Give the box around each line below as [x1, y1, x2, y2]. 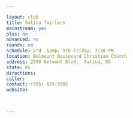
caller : [6, 76, 26, 82]
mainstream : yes [6, 25, 47, 31]
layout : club [6, 14, 39, 20]
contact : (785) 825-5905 [6, 81, 68, 87]
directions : [6, 70, 36, 76]
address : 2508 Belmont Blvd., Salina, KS [6, 58, 111, 65]
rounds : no [6, 42, 34, 48]
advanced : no [6, 37, 39, 43]
